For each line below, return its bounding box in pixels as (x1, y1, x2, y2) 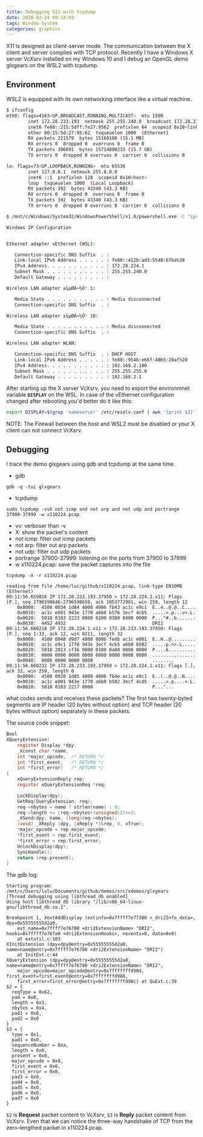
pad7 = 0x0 (11, 1095, 39, 1101)
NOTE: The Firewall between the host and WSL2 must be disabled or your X (6, 420, 195, 428)
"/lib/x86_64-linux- (92, 899, 145, 905)
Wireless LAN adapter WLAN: (6, 340, 77, 346)
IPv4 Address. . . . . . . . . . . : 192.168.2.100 (14, 362, 147, 369)
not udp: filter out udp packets (14, 548, 91, 555)
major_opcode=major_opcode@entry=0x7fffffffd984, (17, 968, 145, 974)
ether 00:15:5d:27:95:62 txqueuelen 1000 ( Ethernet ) (28, 130, 169, 136)
